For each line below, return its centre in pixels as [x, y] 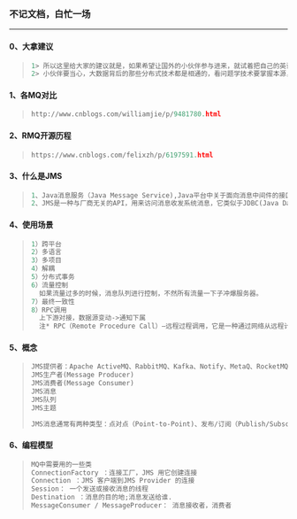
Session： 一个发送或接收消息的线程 [89, 489]
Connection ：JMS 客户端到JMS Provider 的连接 [113, 481]
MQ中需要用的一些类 [61, 464]
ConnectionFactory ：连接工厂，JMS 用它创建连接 [114, 473]
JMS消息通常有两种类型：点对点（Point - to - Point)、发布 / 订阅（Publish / [150, 424]
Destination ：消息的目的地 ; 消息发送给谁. [101, 498]
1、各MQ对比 [33, 95]
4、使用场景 [31, 224]
